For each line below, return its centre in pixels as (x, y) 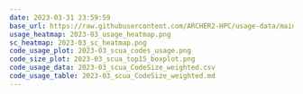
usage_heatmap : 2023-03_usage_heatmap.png (90, 34)
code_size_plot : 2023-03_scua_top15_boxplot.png (102, 59)
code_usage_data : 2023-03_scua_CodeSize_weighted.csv (113, 68)
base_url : (28, 26)
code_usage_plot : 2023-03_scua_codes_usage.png (101, 51)
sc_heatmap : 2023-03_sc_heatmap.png (78, 43)
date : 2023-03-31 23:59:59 (60, 17)
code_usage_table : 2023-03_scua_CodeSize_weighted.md (113, 76)
